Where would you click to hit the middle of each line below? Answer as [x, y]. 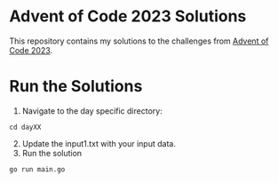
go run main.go [37, 169]
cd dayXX [25, 127]
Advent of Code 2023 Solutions [128, 16]
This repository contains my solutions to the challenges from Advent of [139, 41]
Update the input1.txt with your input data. [99, 143]
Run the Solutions [76, 87]
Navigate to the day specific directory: [92, 111]
